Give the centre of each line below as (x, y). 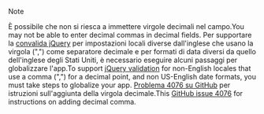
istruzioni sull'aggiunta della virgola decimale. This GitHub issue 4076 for (125, 93)
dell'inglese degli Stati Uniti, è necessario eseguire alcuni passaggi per (123, 60)
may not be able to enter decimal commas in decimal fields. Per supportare (130, 35)
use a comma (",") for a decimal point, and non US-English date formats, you (132, 77)
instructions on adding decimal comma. (72, 102)
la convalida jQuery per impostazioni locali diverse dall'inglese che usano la (131, 43)
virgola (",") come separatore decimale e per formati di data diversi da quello (132, 51)
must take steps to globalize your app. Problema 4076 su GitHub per (119, 85)
